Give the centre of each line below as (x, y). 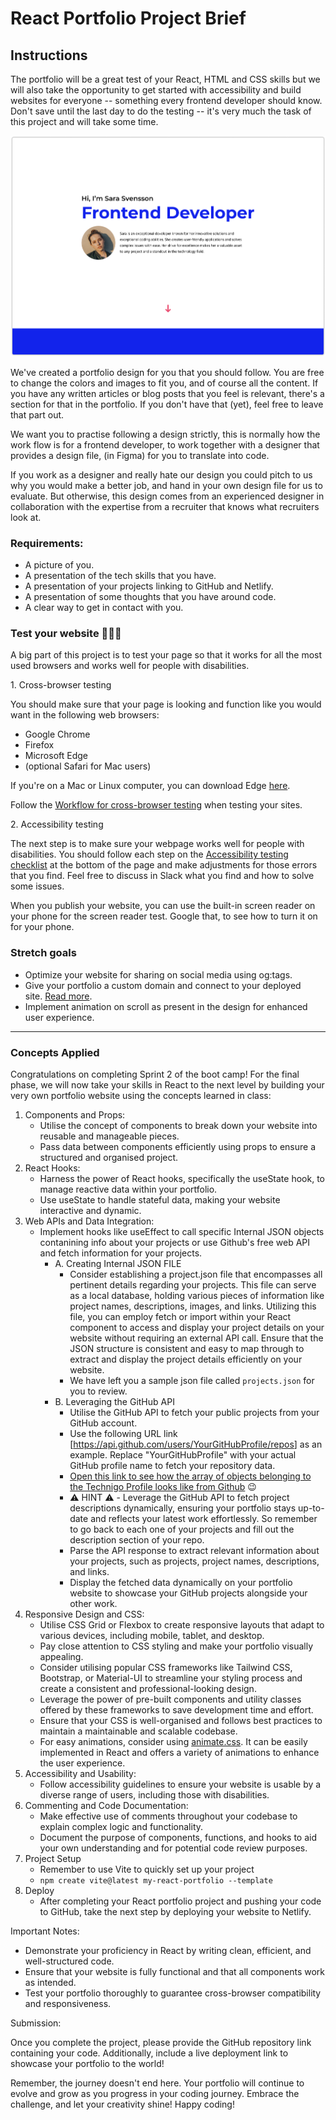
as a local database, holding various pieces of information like (197, 1295)
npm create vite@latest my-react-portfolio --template (156, 1880)
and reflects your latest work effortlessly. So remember (204, 1518)
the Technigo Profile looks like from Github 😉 (163, 1486)
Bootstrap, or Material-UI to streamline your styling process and (171, 1678)
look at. (26, 517)
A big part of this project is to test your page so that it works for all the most (166, 655)
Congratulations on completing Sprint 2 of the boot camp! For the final (155, 1074)
